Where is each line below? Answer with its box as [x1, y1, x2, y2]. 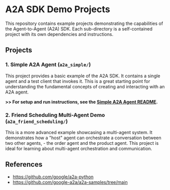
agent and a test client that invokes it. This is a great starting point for [5, 78, 151, 84]
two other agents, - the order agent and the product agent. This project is [5, 140, 159, 146]
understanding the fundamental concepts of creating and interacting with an [5, 83, 165, 89]
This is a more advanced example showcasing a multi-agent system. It [5, 129, 153, 135]
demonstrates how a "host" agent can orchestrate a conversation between [5, 135, 161, 141]
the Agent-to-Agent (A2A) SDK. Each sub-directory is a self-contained [5, 25, 153, 31]
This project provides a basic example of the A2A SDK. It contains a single [5, 73, 161, 79]
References [5, 160, 43, 169]
